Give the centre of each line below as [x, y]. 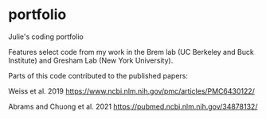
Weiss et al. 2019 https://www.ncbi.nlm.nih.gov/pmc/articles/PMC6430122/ [131, 91]
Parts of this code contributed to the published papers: [98, 75]
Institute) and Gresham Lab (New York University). [91, 60]
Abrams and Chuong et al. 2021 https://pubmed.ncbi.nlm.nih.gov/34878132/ [133, 106]
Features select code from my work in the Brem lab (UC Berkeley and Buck [131, 52]
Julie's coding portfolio [46, 36]
